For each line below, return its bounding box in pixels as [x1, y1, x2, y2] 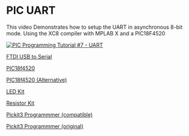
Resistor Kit [6, 99, 35, 107]
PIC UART [6, 4, 56, 17]
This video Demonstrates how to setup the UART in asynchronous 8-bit [6, 23, 183, 31]
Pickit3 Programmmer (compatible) [6, 111, 93, 118]
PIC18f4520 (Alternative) [6, 76, 67, 83]
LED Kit [6, 87, 25, 95]
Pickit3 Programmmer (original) [6, 122, 84, 129]
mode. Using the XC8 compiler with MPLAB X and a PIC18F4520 [6, 29, 166, 37]
